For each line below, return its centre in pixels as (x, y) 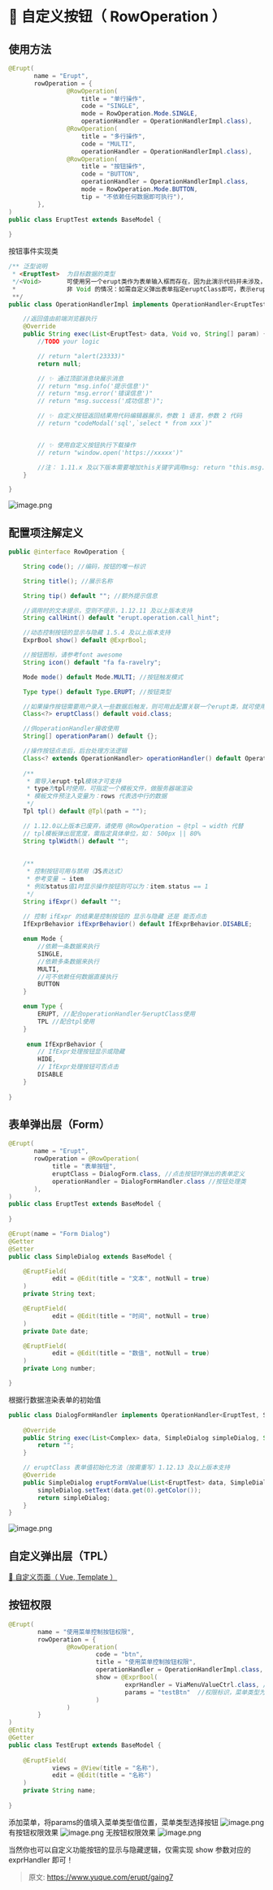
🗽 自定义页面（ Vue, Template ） (63, 1577)
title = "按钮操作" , (113, 167)
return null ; (60, 364)
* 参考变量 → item (55, 879)
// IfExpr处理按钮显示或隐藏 (81, 1052)
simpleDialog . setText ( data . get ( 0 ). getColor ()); (119, 1490)
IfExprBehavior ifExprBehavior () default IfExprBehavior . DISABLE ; (138, 924)
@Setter (22, 1249)
